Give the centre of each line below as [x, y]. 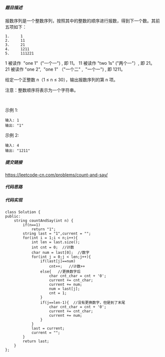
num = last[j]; [64, 289]
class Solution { [23, 212]
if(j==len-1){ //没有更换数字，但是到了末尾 [82, 303]
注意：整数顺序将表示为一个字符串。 [42, 90]
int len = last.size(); [55, 242]
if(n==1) [32, 225]
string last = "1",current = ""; [57, 234]
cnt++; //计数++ [67, 267]
